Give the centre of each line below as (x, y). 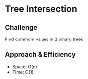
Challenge (21, 27)
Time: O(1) (23, 72)
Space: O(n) (24, 66)
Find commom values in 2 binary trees (44, 39)
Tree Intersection (41, 9)
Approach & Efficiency (40, 55)
